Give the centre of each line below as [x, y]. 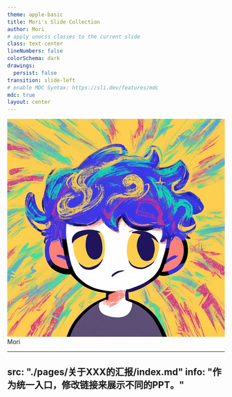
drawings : [21, 66]
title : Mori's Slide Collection [54, 22]
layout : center [29, 102]
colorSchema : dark [33, 59]
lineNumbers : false [35, 51]
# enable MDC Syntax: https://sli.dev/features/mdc [83, 87]
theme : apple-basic [35, 15]
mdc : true [21, 95]
